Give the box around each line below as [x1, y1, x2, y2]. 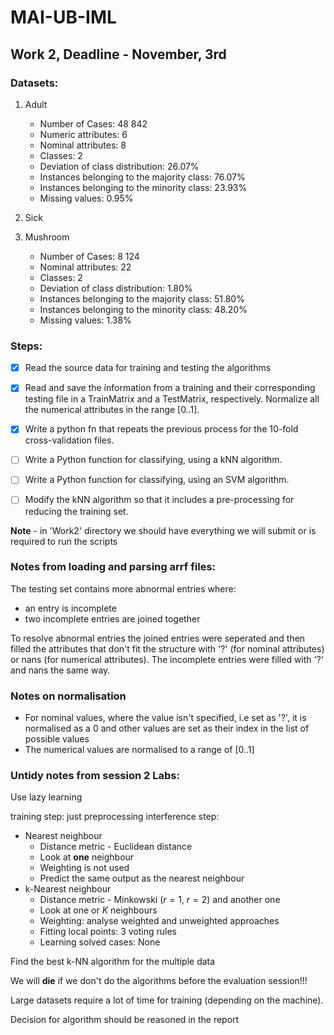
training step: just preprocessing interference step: [10, 811, 220, 823]
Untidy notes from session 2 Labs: [10, 769, 180, 783]
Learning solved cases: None [39, 936, 161, 948]
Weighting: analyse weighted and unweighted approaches [39, 915, 280, 927]
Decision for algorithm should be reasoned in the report [10, 1014, 240, 1026]
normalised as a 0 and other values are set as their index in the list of [24, 722, 310, 735]
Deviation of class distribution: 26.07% [39, 160, 200, 172]
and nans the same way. [10, 664, 111, 676]
